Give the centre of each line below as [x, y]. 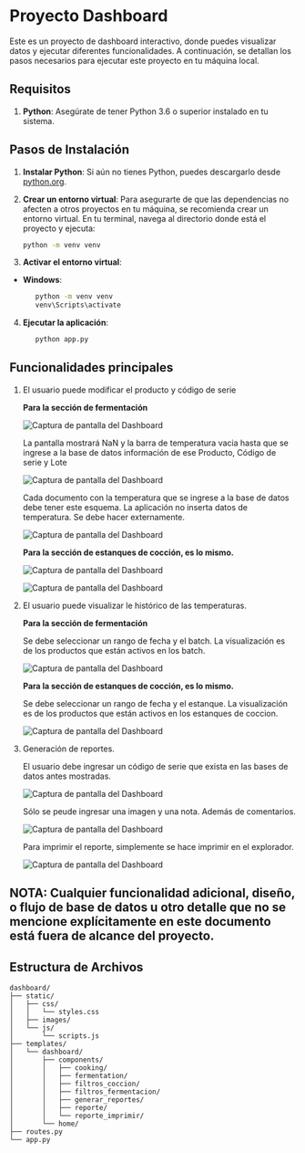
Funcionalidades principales [91, 367]
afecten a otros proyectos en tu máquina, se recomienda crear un [145, 209]
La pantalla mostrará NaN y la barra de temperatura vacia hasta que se [155, 443]
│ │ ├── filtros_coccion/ [75, 1084]
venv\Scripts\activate [78, 305]
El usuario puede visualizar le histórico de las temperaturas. [135, 605]
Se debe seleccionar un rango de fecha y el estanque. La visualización [155, 703]
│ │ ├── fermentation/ [69, 1076]
